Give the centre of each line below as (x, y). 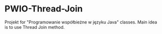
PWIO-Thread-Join (44, 9)
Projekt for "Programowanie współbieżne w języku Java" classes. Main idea (81, 22)
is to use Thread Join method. (35, 27)
